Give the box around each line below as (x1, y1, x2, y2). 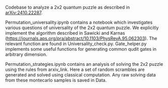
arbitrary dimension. (5, 51, 47, 57)
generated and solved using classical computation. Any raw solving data (5, 72, 156, 77)
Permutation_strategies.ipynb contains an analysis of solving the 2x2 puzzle (5, 61, 163, 67)
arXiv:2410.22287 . (5, 10, 43, 16)
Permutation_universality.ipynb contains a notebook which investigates (5, 20, 153, 25)
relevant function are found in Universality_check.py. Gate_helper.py (5, 41, 147, 47)
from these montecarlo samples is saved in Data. (5, 77, 107, 83)
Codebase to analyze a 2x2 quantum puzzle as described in (5, 5, 130, 10)
